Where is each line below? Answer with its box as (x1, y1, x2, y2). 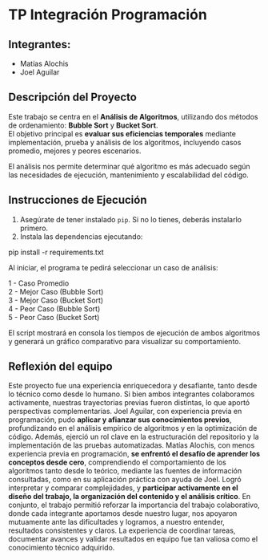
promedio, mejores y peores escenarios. (8, 146, 142, 156)
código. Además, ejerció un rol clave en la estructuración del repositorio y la (8, 432, 259, 442)
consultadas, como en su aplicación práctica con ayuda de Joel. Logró (8, 475, 242, 485)
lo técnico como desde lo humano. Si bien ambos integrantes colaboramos (8, 389, 255, 399)
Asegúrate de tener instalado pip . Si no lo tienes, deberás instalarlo (19, 214, 242, 224)
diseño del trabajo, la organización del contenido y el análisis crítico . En (8, 492, 251, 501)
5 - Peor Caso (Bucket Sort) (8, 312, 100, 322)
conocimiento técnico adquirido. (8, 543, 115, 553)
